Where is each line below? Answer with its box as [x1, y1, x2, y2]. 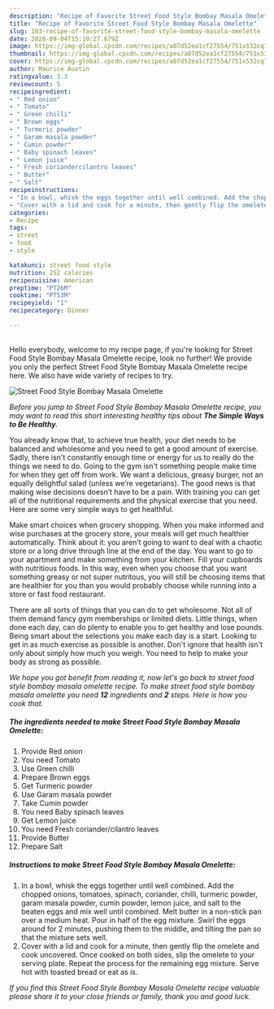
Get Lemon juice [20, 815, 76, 825]
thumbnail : [9, 50, 46, 58]
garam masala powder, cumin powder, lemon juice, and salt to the [20, 898, 241, 907]
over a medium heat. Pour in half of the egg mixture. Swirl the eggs [20, 915, 246, 924]
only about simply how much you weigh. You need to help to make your [9, 648, 249, 657]
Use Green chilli [20, 763, 75, 773]
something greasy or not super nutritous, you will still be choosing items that [9, 571, 266, 582]
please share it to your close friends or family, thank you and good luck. [9, 991, 251, 1001]
